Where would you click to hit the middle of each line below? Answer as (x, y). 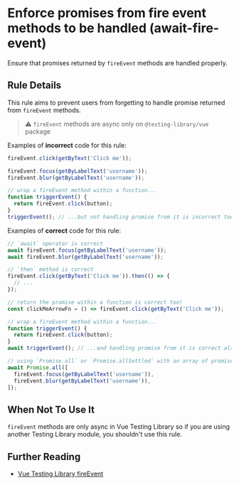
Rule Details (34, 86)
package (38, 131)
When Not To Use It (51, 409)
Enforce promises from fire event (107, 13)
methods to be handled (77, 28)
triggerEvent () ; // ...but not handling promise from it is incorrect (114, 217)
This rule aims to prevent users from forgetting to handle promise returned (116, 102)
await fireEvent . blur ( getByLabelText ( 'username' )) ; (85, 257)
